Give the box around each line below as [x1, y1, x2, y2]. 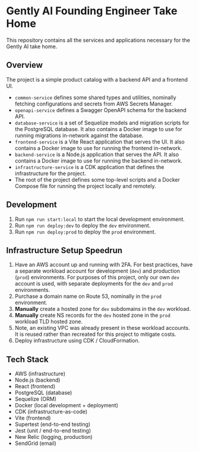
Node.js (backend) [14, 376, 61, 384]
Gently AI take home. [6, 43, 58, 50]
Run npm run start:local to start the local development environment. [14, 216, 185, 223]
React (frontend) [14, 383, 55, 390]
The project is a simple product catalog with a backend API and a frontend [6, 76, 188, 83]
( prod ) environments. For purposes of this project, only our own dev [14, 274, 180, 281]
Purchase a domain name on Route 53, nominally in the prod [14, 293, 162, 300]
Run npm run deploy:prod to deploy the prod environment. [14, 228, 156, 235]
